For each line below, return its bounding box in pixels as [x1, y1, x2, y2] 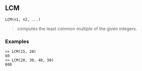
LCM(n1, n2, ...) [5, 17, 41, 22]
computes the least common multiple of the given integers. [17, 26, 137, 32]
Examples [5, 38, 30, 45]
